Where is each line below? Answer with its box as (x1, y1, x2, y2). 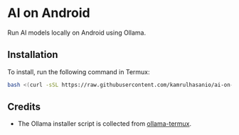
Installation (7, 49, 58, 61)
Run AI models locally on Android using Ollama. (7, 28, 147, 37)
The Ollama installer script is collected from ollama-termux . (17, 119, 192, 128)
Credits (7, 101, 41, 113)
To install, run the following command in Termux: (7, 67, 151, 76)
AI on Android (7, 5, 90, 21)
